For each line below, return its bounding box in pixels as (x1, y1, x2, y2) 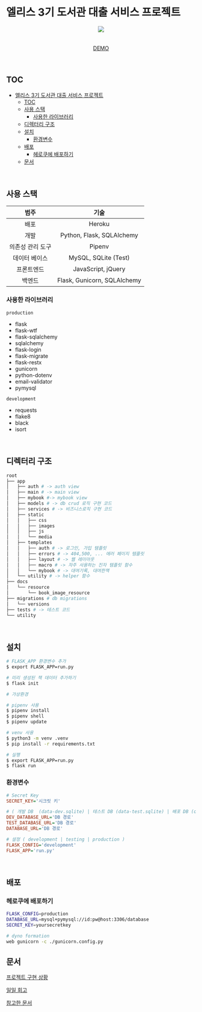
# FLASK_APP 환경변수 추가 (6, 658, 66, 664)
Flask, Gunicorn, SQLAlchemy (57, 276, 141, 284)
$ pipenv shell (6, 713, 44, 719)
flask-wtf (14, 327, 37, 334)
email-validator (14, 378, 53, 385)
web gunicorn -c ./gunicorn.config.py (6, 939, 103, 945)
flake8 (14, 412, 31, 420)
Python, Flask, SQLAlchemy (60, 231, 138, 239)
